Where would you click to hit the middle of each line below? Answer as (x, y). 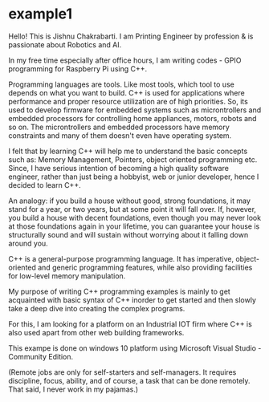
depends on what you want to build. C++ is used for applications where (126, 92)
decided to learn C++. (45, 185)
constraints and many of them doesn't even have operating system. (120, 135)
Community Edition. (41, 356)
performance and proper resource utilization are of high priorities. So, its (128, 101)
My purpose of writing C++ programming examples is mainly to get (119, 291)
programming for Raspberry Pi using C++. (78, 68)
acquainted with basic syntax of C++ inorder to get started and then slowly (132, 300)
